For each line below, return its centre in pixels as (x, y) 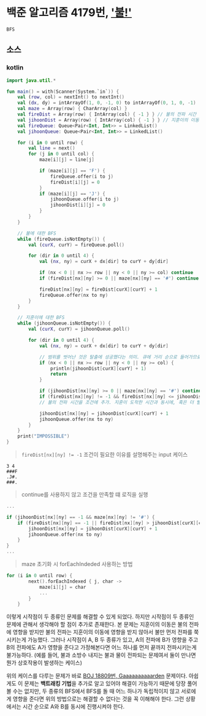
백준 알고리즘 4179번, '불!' (69, 13)
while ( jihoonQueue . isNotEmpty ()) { (64, 323)
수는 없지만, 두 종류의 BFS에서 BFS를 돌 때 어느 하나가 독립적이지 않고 (96, 691)
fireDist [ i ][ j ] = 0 (75, 182)
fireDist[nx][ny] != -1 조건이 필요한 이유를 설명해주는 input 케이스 (105, 454)
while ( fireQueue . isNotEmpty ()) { (61, 239)
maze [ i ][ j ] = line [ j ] (67, 160)
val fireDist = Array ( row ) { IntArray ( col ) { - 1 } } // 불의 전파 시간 (107, 114)
